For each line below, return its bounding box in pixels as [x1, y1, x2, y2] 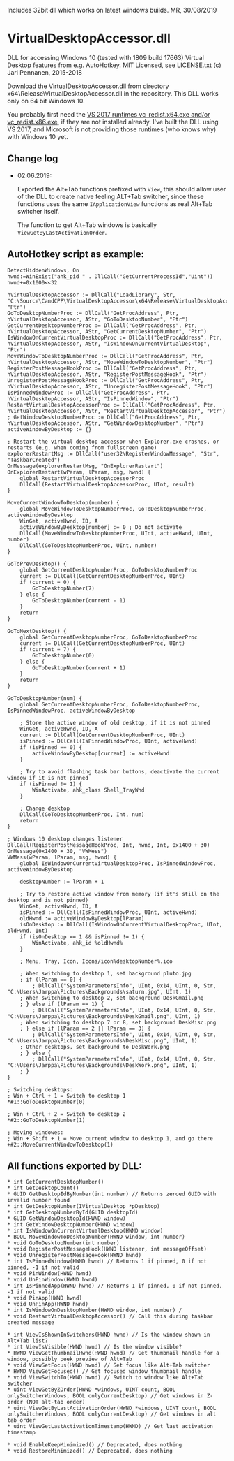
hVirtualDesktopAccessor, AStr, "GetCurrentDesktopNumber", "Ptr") [7, 328, 208, 335]
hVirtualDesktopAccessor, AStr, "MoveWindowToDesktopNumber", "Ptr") [7, 358, 214, 365]
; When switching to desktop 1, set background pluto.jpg [19, 970, 192, 977]
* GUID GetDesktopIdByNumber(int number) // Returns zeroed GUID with [7, 1191, 217, 1198]
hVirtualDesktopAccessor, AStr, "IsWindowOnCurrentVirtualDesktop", [7, 340, 210, 347]
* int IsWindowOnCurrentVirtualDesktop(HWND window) [7, 1228, 164, 1235]
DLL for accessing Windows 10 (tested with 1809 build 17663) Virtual [7, 53, 204, 61]
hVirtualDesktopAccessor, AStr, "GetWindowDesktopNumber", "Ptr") [7, 419, 204, 427]
